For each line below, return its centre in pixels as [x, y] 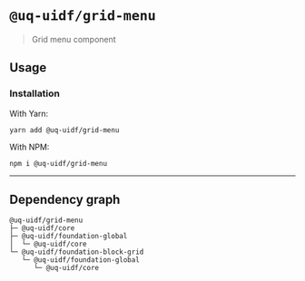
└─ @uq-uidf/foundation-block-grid [77, 252]
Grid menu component [74, 39]
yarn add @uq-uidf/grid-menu [64, 130]
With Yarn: [29, 113]
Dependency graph [65, 200]
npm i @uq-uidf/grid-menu [58, 163]
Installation [35, 93]
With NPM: [30, 147]
